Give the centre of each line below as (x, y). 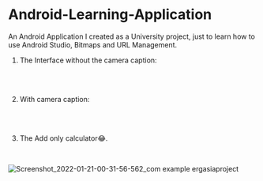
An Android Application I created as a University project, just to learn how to (131, 36)
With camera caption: (54, 99)
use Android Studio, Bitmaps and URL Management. (93, 44)
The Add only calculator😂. (64, 138)
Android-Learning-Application (110, 15)
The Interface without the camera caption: (88, 60)
